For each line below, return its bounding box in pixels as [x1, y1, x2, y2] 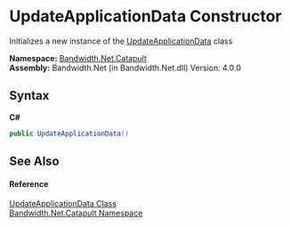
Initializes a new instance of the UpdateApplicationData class [9, 36, 233, 46]
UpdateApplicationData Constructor [9, 6, 282, 27]
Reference [9, 178, 49, 189]
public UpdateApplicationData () [9, 129, 129, 138]
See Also [9, 154, 60, 169]
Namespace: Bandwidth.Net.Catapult [9, 53, 147, 63]
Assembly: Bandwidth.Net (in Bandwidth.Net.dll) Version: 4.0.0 [9, 62, 242, 73]
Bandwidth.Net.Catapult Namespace [9, 207, 143, 219]
